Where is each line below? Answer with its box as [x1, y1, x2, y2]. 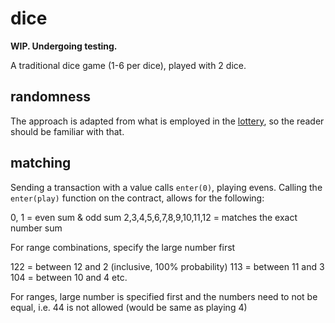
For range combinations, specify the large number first [10, 241, 236, 253]
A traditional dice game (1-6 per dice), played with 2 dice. [10, 59, 247, 71]
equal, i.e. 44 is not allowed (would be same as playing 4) [10, 301, 248, 313]
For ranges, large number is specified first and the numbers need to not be [10, 290, 318, 302]
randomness [10, 88, 91, 106]
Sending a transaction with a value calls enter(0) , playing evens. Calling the [10, 181, 323, 193]
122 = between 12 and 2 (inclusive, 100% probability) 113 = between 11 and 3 [10, 260, 325, 272]
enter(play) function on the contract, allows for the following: [10, 192, 265, 204]
